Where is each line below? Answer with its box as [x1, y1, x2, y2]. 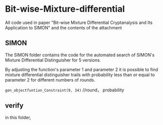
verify [5, 102, 24, 110]
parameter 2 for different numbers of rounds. [5, 77, 95, 83]
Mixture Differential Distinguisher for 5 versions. [5, 57, 101, 63]
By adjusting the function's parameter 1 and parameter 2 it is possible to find [5, 66, 158, 72]
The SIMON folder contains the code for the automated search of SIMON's [5, 52, 155, 58]
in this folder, [5, 114, 31, 120]
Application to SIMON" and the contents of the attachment [5, 24, 122, 30]
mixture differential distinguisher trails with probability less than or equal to [5, 72, 155, 78]
